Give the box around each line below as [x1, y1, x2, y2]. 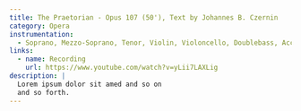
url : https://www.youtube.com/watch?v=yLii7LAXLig [25, 64, 219, 73]
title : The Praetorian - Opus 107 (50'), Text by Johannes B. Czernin [9, 13, 279, 22]
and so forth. [17, 88, 70, 97]
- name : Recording [17, 55, 87, 64]
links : [9, 47, 34, 55]
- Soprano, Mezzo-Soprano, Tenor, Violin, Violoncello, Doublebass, [17, 38, 279, 47]
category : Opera [9, 21, 70, 30]
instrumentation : [9, 30, 74, 38]
